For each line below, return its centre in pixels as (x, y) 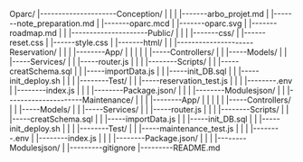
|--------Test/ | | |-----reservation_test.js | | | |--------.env (185, 81)
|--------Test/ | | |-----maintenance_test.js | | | (162, 129)
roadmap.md (33, 33)
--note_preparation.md (52, 23)
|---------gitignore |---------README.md (143, 148)
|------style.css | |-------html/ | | (111, 42)
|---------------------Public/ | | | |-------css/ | (154, 33)
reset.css (27, 42)
